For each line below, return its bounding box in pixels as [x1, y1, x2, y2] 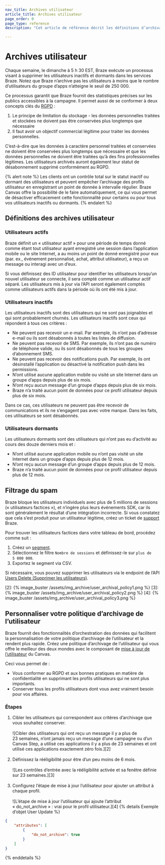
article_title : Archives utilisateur [5, 12, 82, 17]
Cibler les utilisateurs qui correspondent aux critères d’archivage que [12, 715, 152, 721]
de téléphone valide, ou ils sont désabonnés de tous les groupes [12, 346, 143, 351]
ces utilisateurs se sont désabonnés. [5, 413, 80, 419]
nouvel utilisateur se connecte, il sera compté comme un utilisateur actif [5, 276, 151, 281]
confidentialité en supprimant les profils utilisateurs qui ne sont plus [12, 675, 149, 681]
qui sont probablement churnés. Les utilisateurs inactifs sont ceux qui [5, 315, 146, 321]
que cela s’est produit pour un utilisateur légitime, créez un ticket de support [5, 515, 160, 521]
